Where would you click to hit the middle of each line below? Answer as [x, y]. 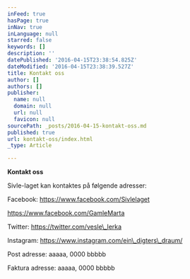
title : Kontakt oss [36, 73]
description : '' [31, 54]
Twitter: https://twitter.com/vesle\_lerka [65, 227]
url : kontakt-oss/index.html [50, 139]
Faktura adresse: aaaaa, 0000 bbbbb [61, 268]
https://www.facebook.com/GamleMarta [66, 213]
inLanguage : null [33, 34]
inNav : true [25, 27]
